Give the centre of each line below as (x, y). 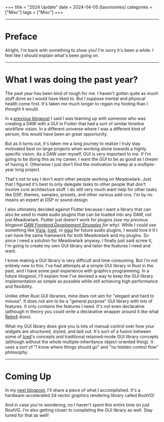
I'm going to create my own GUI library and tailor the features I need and (78, 246)
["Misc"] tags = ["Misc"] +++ (34, 12)
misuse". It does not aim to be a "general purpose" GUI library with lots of (79, 301)
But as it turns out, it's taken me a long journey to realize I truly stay (73, 143)
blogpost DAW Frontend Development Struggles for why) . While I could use (81, 225)
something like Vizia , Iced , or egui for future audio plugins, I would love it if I (81, 230)
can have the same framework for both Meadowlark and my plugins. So (77, 235)
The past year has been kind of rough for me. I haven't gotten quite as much (82, 93)
